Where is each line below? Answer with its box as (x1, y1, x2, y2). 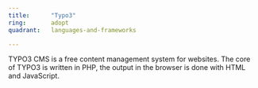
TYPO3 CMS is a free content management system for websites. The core (8, 54, 251, 64)
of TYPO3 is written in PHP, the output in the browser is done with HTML (8, 63, 246, 72)
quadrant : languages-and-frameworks (8, 26, 137, 34)
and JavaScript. (8, 71, 60, 81)
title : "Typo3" (8, 11, 77, 20)
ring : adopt (8, 19, 69, 27)
